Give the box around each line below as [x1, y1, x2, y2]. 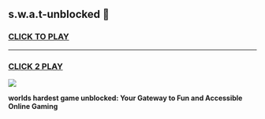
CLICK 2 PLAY [8, 60, 63, 71]
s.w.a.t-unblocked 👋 [8, 8, 110, 21]
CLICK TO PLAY [8, 31, 69, 42]
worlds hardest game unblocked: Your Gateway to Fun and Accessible [8, 93, 243, 103]
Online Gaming [8, 101, 58, 110]
